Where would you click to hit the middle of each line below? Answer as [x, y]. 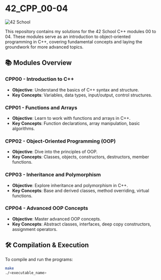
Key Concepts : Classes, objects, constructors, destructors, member [80, 157]
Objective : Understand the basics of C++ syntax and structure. [76, 90]
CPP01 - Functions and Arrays [41, 108]
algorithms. [23, 128]
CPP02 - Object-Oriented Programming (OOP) [60, 141]
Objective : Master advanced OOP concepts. [56, 219]
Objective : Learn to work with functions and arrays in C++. [71, 118]
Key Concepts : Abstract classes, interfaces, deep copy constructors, [82, 224]
